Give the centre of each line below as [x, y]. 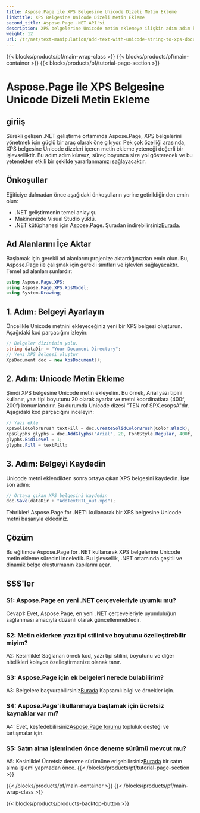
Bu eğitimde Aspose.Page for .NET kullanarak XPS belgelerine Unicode [93, 552]
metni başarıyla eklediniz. [37, 519]
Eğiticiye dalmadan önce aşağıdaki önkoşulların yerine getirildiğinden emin [98, 194]
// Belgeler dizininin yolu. [42, 343]
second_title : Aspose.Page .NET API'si [56, 23]
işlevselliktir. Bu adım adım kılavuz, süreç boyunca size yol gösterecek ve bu [100, 155]
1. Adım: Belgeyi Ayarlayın [55, 312]
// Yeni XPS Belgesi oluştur [42, 354]
